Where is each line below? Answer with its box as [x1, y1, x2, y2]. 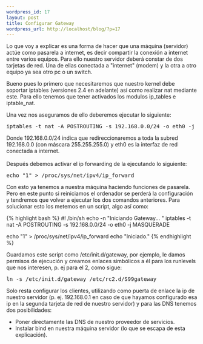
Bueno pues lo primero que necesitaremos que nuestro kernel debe [6, 80, 175, 88]
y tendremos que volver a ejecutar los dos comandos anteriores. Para [6, 196, 181, 204]
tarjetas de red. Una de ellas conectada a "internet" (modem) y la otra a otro [6, 62, 197, 69]
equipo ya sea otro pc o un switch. [6, 68, 93, 76]
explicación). [15, 331, 47, 339]
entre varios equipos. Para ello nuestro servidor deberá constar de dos [6, 55, 184, 63]
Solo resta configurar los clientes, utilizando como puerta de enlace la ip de [6, 287, 195, 295]
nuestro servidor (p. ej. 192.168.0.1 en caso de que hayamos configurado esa [6, 294, 198, 301]
